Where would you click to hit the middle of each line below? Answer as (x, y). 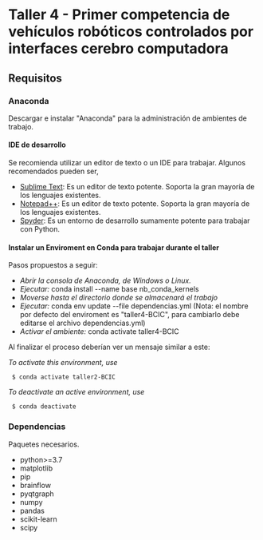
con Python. (39, 229)
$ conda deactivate (44, 407)
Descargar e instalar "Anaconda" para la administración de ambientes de (128, 118)
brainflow (35, 485)
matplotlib (36, 468)
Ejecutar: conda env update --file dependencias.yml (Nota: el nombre (134, 306)
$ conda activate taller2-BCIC (63, 377)
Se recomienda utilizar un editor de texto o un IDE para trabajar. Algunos (127, 163)
